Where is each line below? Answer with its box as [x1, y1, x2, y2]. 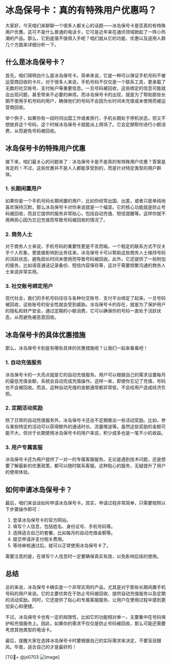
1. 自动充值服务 [5, 359, 42, 366]
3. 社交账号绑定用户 [5, 283, 53, 290]
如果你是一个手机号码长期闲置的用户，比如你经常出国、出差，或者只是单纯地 [5, 197, 166, 204]
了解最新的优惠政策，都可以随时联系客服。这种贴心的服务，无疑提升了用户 [9, 462, 166, 469]
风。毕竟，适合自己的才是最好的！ [5, 644, 77, 650]
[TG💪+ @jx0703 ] [5, 654, 60, 660]
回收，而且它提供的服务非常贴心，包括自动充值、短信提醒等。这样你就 [14, 210, 161, 216]
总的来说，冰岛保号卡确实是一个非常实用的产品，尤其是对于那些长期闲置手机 [5, 584, 166, 590]
